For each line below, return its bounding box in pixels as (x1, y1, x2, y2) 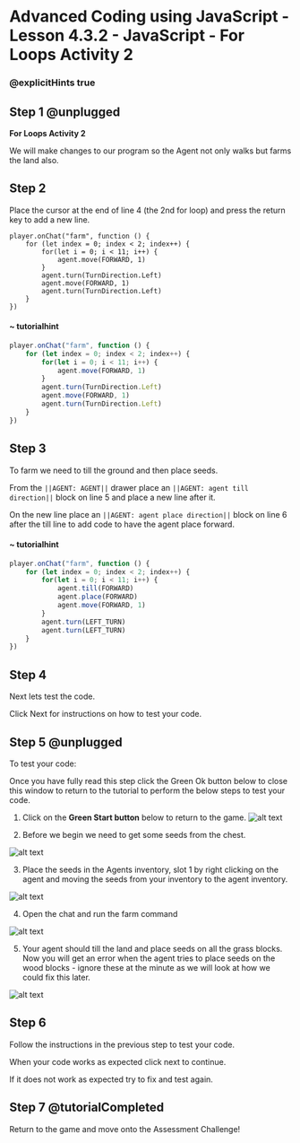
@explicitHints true (9, 76, 96, 89)
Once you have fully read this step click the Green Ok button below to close (9, 775, 288, 786)
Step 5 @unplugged (9, 734, 123, 750)
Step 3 (9, 441, 47, 457)
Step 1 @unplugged (9, 104, 121, 119)
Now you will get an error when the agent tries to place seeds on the (21, 953, 276, 964)
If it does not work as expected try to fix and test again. (9, 1074, 213, 1085)
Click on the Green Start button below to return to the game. (21, 812, 247, 823)
